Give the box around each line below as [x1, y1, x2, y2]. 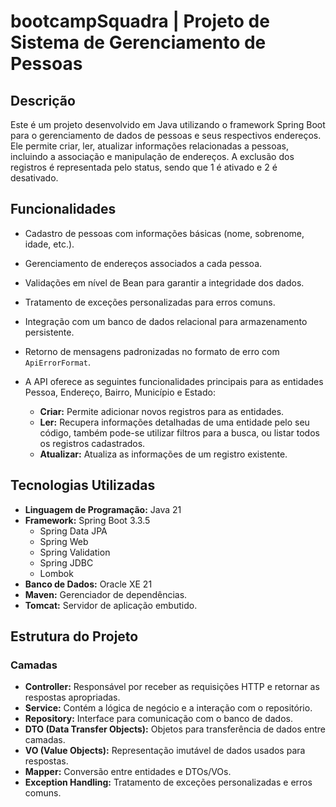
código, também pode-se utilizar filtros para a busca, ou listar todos [39, 426, 320, 439]
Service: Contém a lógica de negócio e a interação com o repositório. [24, 702, 313, 714]
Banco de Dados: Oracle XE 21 [24, 578, 153, 590]
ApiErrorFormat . [24, 356, 92, 368]
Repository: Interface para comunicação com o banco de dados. [24, 713, 293, 725]
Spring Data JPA [39, 525, 108, 537]
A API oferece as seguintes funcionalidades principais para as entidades [24, 375, 324, 387]
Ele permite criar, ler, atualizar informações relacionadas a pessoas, [10, 140, 290, 152]
